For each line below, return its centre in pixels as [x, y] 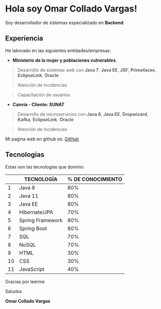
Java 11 [29, 196]
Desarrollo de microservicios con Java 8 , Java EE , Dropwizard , [83, 114]
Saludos [13, 291]
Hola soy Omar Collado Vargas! [71, 9]
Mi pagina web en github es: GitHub [42, 139]
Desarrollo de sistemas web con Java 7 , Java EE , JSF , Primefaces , [87, 70]
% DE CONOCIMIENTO [95, 179]
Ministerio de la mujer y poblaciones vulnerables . [65, 60]
